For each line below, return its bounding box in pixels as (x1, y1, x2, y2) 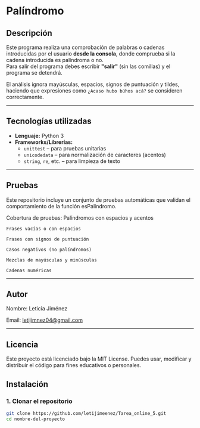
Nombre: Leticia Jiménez (6, 305, 67, 312)
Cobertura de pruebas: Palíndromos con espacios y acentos (6, 214, 154, 221)
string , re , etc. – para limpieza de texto (23, 157, 121, 165)
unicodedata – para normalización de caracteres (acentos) (23, 151, 167, 158)
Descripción (6, 28, 52, 38)
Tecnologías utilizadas (6, 116, 92, 127)
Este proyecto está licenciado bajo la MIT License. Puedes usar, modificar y (6, 355, 192, 362)
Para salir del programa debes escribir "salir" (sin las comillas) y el (6, 63, 171, 70)
